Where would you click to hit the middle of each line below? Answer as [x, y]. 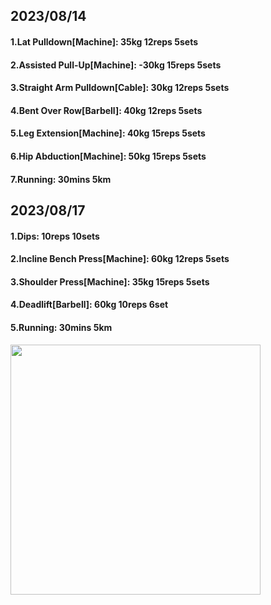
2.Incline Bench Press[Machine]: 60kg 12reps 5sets [120, 259]
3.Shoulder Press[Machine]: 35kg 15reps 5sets [110, 281]
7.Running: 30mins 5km [61, 179]
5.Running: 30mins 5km [61, 327]
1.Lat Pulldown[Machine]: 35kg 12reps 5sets [104, 41]
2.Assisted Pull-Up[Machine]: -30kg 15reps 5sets [116, 65]
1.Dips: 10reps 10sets [55, 236]
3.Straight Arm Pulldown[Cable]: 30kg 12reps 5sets [120, 88]
